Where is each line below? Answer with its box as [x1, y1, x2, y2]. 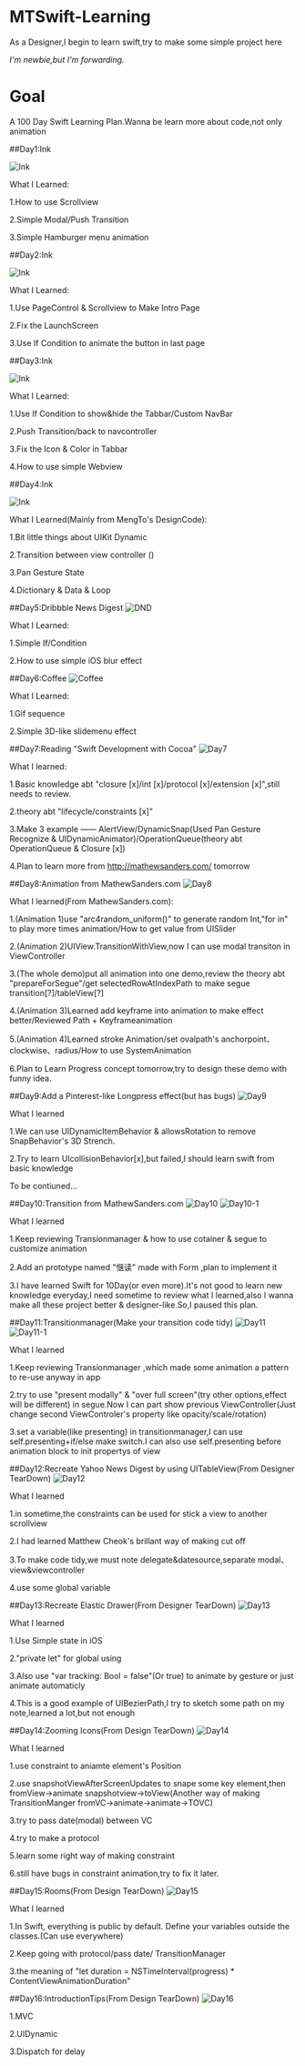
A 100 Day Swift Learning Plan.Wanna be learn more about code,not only [9, 116, 282, 127]
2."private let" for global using [9, 1653, 122, 1664]
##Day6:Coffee [9, 672, 67, 684]
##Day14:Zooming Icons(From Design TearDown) [9, 1725, 196, 1735]
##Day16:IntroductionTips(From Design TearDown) [9, 1992, 200, 2004]
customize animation [9, 1243, 88, 1254]
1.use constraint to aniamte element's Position [9, 1760, 182, 1771]
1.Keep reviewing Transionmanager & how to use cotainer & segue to [9, 1233, 268, 1244]
